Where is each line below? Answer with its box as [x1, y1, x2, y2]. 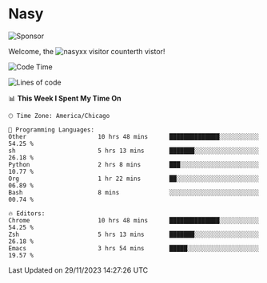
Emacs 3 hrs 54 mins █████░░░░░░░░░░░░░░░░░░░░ [8, 244, 260, 252]
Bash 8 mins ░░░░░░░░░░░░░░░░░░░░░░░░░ [8, 188, 260, 196]
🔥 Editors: [8, 209, 46, 218]
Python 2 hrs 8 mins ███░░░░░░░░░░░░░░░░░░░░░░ [8, 160, 260, 168]
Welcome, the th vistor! [8, 46, 165, 56]
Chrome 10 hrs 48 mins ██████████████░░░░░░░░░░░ [8, 216, 260, 224]
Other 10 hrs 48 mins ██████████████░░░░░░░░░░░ [8, 132, 260, 140]
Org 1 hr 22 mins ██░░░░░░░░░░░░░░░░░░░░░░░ [8, 175, 260, 183]
